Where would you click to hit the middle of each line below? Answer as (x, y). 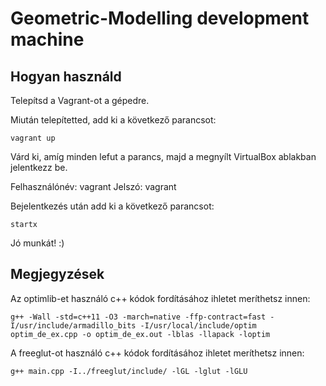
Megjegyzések (57, 274)
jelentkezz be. (39, 167)
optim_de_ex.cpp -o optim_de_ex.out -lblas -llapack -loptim (140, 334)
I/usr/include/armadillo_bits (73, 325)
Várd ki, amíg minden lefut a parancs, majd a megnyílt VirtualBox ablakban (163, 156)
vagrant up (33, 138)
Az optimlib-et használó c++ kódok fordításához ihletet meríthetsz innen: (160, 298)
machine (47, 39)
